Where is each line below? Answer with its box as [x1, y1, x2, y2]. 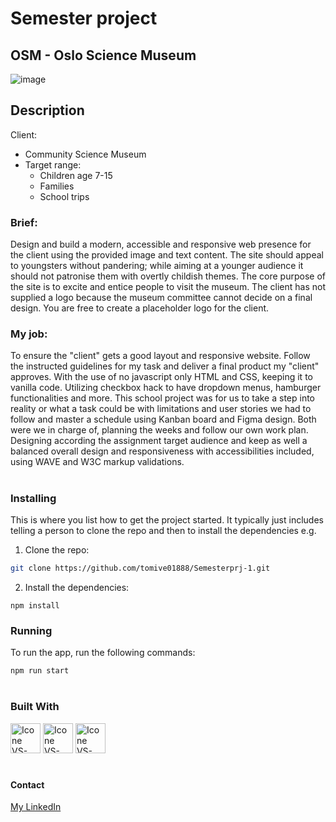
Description [10, 102, 85, 119]
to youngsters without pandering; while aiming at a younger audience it [10, 260, 304, 272]
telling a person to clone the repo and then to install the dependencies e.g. [10, 524, 317, 536]
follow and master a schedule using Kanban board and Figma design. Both [10, 413, 317, 426]
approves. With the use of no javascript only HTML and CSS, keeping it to [10, 371, 313, 383]
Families [39, 180, 75, 192]
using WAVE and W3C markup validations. [10, 456, 185, 468]
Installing [10, 491, 57, 505]
